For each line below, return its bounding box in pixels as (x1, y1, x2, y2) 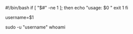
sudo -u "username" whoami (5, 24, 66, 30)
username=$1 (5, 14, 34, 20)
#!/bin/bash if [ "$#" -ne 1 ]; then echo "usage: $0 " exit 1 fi (5, 5, 128, 10)
